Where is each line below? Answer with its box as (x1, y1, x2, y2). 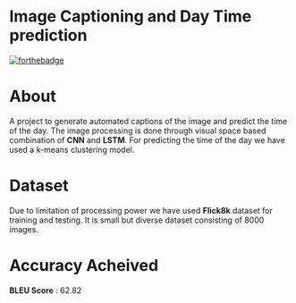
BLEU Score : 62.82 (9, 284, 82, 296)
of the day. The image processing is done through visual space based (9, 125, 266, 136)
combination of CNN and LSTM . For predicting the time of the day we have (9, 134, 286, 145)
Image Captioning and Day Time (9, 6, 252, 27)
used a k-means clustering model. (9, 144, 135, 155)
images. (9, 223, 38, 234)
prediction (9, 25, 88, 46)
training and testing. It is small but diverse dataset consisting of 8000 (9, 215, 265, 225)
